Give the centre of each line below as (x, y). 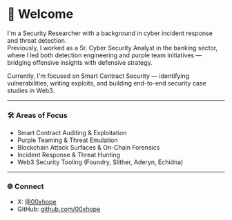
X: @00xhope (37, 201)
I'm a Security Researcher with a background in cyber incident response (110, 33)
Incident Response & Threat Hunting (69, 155)
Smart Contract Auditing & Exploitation (72, 133)
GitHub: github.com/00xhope (59, 209)
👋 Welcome (40, 14)
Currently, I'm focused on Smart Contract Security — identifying (98, 76)
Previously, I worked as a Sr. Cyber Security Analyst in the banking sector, (113, 48)
